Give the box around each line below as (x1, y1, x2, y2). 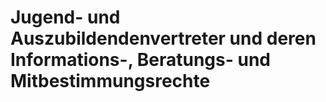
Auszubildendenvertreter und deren (10, 27, 317, 50)
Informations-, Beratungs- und (10, 49, 271, 71)
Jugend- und (10, 6, 121, 29)
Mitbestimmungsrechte (10, 70, 211, 93)
